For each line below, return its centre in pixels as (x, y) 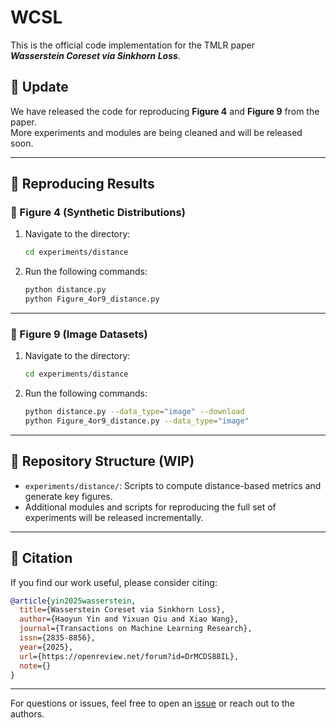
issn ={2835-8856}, (58, 638)
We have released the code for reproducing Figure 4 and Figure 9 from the (165, 111)
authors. (27, 714)
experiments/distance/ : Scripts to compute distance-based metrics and (173, 485)
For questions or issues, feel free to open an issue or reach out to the (152, 703)
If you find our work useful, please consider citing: (114, 582)
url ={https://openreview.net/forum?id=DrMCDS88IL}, (129, 656)
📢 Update (39, 87)
